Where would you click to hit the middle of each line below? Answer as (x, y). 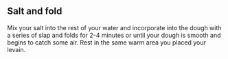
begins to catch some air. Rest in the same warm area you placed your (106, 42)
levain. (16, 49)
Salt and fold (35, 11)
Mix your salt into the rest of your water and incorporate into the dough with (114, 27)
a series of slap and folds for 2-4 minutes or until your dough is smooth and (114, 35)
